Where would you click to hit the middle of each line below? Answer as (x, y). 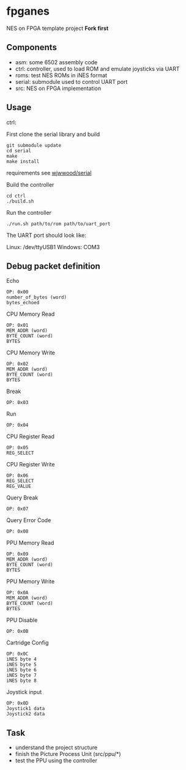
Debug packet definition (54, 266)
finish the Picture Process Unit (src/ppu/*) (68, 754)
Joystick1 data (26, 709)
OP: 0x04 (17, 425)
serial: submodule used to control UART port (71, 81)
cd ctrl (16, 196)
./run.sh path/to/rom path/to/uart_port (59, 224)
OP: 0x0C (17, 654)
